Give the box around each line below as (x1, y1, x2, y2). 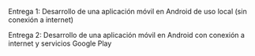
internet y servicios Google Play (8, 39, 112, 48)
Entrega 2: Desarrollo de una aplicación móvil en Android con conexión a (8, 31, 245, 39)
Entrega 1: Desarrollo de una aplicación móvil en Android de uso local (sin (8, 7, 247, 16)
